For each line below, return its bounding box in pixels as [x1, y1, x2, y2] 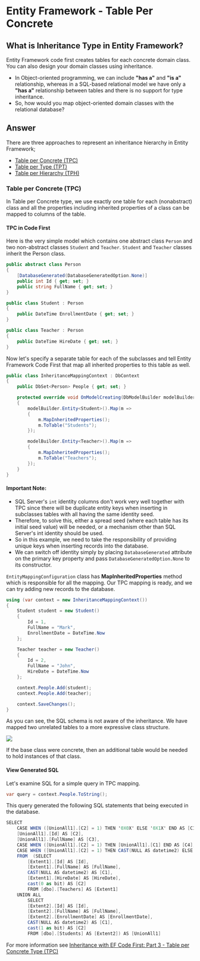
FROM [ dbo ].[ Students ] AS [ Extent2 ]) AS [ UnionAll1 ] [27, 931, 161, 937]
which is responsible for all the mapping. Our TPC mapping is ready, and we [6, 579, 192, 586]
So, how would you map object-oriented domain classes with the [14, 99, 174, 107]
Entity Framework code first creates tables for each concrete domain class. [6, 57, 190, 63]
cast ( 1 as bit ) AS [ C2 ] [27, 925, 86, 931]
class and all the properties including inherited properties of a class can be [6, 204, 189, 212]
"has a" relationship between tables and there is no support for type [14, 87, 183, 94]
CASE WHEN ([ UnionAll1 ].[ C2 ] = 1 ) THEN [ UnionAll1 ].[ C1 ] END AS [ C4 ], [17, 842, 196, 848]
